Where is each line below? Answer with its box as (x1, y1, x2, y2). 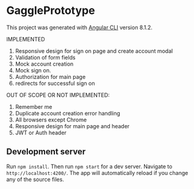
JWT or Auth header (15, 129, 67, 136)
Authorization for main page (15, 73, 86, 80)
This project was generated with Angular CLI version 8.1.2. (6, 24, 153, 31)
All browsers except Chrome (15, 116, 87, 123)
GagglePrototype (6, 4, 96, 18)
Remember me (15, 103, 52, 110)
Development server (6, 146, 86, 157)
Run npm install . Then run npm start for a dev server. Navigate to (6, 162, 173, 170)
